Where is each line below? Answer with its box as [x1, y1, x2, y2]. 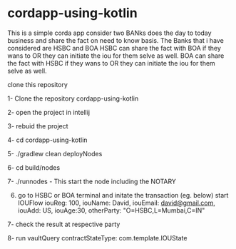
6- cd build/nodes [7, 163, 61, 172]
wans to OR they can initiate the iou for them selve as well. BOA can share [7, 51, 225, 60]
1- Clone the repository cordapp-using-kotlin [7, 94, 139, 103]
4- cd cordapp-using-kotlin [7, 136, 88, 144]
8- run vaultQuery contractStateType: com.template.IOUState [7, 233, 188, 242]
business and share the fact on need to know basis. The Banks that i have [7, 36, 225, 44]
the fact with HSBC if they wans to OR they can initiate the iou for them [7, 59, 215, 67]
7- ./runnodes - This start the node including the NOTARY [7, 177, 177, 186]
